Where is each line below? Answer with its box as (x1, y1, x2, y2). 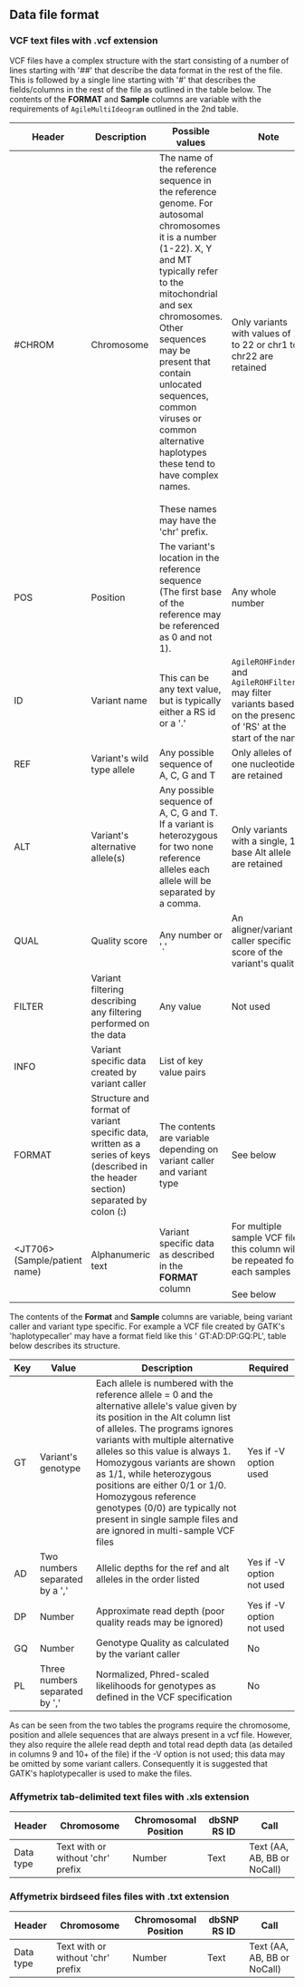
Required (248, 1362, 290, 1374)
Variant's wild (90, 751, 149, 764)
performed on (90, 1017, 150, 1030)
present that (158, 355, 211, 368)
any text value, (158, 683, 222, 695)
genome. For (158, 197, 214, 209)
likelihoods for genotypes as (96, 1679, 216, 1691)
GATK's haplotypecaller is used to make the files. (9, 1768, 193, 1779)
